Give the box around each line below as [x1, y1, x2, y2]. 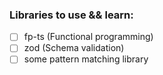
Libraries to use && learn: [9, 8, 134, 22]
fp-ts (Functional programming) [23, 31, 154, 43]
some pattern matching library [23, 53, 149, 65]
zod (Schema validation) [23, 42, 125, 54]
